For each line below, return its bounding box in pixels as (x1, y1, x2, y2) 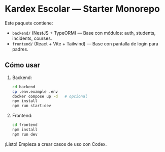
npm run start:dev (12, 103, 51, 109)
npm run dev (12, 132, 38, 137)
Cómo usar (5, 61, 41, 69)
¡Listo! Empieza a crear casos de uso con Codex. (5, 141, 107, 147)
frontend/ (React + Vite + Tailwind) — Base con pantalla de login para (12, 40, 158, 46)
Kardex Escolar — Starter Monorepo (5, 3, 160, 15)
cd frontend (12, 122, 38, 128)
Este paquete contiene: (5, 20, 53, 26)
